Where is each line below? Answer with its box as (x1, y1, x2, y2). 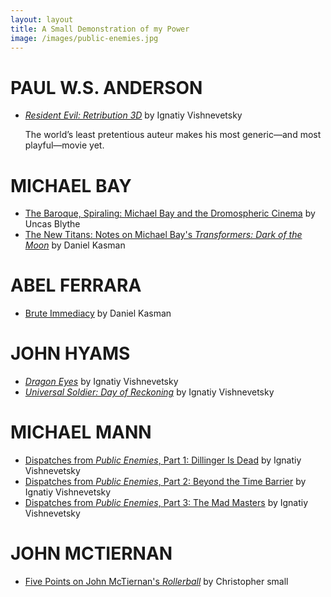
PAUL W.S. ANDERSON (10, 76, 203, 99)
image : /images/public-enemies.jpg (10, 33, 159, 43)
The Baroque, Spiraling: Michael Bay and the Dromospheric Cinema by (24, 207, 316, 220)
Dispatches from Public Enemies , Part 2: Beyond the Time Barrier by (24, 476, 307, 488)
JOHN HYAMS (10, 342, 131, 365)
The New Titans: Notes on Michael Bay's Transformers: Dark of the (24, 229, 303, 241)
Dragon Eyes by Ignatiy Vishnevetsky (24, 376, 179, 388)
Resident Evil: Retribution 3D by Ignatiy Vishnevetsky (24, 109, 243, 121)
